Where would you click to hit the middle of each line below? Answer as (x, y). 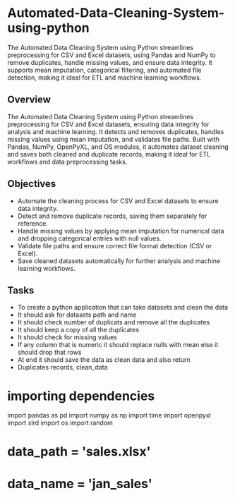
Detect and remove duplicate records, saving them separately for (112, 216)
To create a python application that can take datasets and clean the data (122, 308)
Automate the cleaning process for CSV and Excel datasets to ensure (118, 201)
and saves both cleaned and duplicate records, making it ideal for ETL (109, 154)
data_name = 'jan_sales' (80, 484)
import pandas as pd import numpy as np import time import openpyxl (109, 415)
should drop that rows (49, 352)
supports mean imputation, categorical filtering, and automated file (104, 70)
